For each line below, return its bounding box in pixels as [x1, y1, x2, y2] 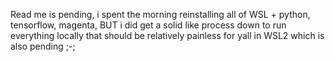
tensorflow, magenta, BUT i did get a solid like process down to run [10, 19, 287, 31]
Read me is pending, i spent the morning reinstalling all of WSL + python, [10, 9, 311, 20]
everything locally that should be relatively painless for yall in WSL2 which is [10, 30, 325, 41]
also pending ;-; [10, 40, 76, 52]
